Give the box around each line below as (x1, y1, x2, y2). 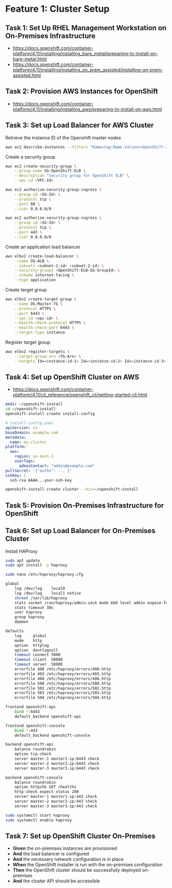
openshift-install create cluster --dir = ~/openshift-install (5, 487, 139, 492)
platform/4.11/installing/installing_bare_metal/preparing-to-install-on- (12, 51, 158, 56)
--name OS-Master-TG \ (14, 301, 63, 306)
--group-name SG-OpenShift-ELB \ (14, 168, 86, 174)
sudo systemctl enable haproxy (5, 817, 72, 822)
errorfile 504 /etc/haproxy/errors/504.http (14, 695, 111, 701)
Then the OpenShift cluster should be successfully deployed (12, 867, 141, 873)
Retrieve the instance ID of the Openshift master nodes (5, 134, 121, 141)
